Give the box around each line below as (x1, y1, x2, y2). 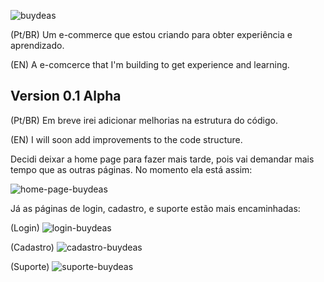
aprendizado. (10, 40, 65, 51)
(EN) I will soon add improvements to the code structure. (10, 133, 243, 145)
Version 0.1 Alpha (10, 88, 122, 105)
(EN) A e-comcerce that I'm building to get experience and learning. (10, 59, 290, 70)
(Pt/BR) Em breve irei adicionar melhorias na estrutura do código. (10, 114, 278, 126)
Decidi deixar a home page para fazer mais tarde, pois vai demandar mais (10, 153, 315, 165)
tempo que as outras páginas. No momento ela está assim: (10, 163, 253, 175)
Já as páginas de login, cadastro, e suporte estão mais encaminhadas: (10, 202, 301, 214)
